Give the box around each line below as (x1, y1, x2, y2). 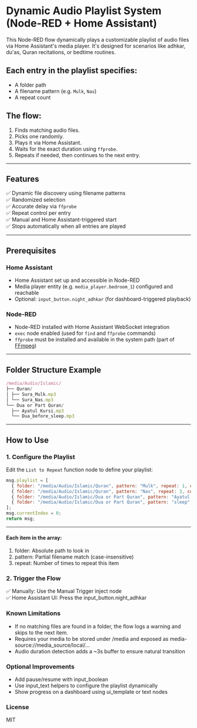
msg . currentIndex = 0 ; (6, 510, 62, 516)
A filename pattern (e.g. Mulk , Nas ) (14, 87, 97, 95)
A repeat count (14, 94, 51, 101)
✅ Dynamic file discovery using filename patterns (6, 190, 126, 197)
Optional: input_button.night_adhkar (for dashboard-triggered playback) (14, 295, 191, 302)
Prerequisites (6, 245, 56, 255)
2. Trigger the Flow (6, 574, 61, 583)
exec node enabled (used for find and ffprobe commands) (14, 330, 156, 337)
